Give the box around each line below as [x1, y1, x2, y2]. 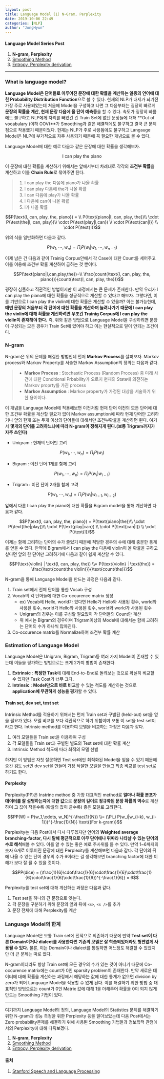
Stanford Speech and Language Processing [12, 1068, 100, 1074]
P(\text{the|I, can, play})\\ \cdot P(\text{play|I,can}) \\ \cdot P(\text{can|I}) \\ [6, 219, 158, 225]
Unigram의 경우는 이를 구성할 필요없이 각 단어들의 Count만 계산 [19, 611, 142, 617]
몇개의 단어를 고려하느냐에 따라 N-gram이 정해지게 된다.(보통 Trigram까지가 [10, 423, 155, 429]
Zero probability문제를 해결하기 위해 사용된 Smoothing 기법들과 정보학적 [5, 1019, 145, 1025]
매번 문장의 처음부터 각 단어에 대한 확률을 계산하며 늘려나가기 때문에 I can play [5, 305, 153, 311]
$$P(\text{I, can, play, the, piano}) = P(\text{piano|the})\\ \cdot [19, 518, 145, 524]
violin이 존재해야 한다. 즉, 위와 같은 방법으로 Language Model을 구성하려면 [5, 317, 149, 323]
